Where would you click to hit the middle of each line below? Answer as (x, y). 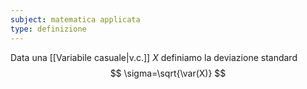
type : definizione (48, 29)
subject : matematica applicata (75, 19)
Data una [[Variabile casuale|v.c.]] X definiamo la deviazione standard (154, 57)
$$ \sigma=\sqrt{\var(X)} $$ (168, 73)
